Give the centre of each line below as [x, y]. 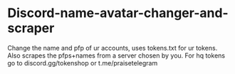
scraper [31, 28]
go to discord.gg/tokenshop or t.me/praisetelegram [83, 63]
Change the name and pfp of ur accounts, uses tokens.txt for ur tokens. [113, 48]
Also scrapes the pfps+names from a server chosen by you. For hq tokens [116, 55]
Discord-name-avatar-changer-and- [118, 13]
